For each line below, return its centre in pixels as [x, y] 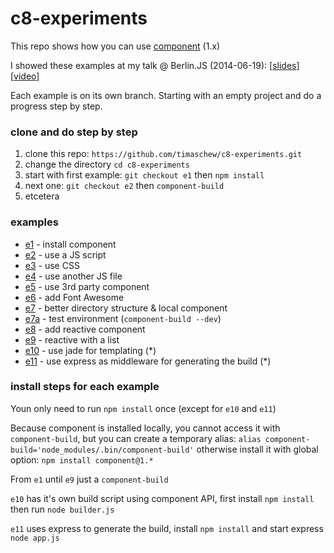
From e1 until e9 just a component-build [89, 479]
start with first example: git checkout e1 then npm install [144, 175]
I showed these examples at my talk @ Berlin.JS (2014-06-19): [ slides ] [155, 65]
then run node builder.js [62, 509]
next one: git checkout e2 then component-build [124, 186]
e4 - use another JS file [73, 276]
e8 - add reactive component [85, 329]
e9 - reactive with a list [72, 339]
